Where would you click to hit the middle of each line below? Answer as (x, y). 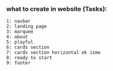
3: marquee (20, 32)
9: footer (19, 63)
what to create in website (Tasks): (57, 9)
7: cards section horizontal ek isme (53, 53)
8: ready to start (29, 58)
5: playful (20, 42)
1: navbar (19, 21)
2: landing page (26, 27)
